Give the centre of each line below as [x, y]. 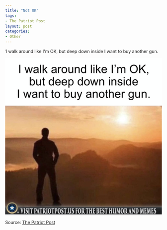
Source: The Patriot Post [30, 222]
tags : [11, 16]
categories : [17, 31]
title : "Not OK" [22, 10]
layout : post [19, 26]
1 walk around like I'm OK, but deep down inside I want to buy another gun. [82, 51]
